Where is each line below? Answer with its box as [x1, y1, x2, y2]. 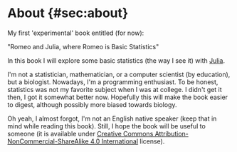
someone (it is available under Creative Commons [7, 129, 154, 138]
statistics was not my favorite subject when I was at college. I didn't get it [7, 85, 222, 93]
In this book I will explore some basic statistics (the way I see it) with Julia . [7, 56, 226, 65]
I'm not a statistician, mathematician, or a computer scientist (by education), [7, 70, 231, 78]
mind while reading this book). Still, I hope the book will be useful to [7, 121, 206, 130]
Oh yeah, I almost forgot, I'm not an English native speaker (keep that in [7, 114, 217, 123]
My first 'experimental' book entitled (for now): [7, 29, 144, 37]
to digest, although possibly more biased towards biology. [7, 100, 177, 108]
